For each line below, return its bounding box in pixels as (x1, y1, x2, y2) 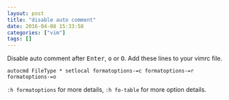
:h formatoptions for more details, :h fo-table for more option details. (7, 86, 206, 94)
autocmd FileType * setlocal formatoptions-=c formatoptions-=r (7, 68, 194, 75)
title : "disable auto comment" (7, 16, 96, 23)
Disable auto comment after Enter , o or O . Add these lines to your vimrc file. (7, 54, 223, 62)
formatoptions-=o (7, 73, 57, 81)
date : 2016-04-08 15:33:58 (7, 23, 84, 29)
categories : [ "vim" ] (7, 29, 66, 36)
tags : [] (7, 36, 32, 42)
